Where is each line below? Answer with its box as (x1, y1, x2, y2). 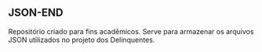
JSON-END (8, 6, 64, 19)
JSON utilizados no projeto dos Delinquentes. (8, 35, 155, 44)
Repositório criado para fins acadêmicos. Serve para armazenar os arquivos (8, 26, 254, 36)
